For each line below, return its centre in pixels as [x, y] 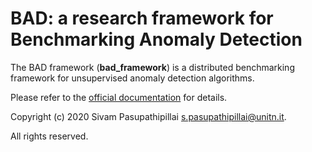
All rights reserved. [49, 136]
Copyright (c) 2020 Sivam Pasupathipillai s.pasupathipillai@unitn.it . [148, 116]
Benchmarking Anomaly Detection [156, 39]
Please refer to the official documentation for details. [119, 97]
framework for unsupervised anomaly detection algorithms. [132, 78]
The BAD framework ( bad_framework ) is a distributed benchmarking [152, 67]
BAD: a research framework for [142, 18]
